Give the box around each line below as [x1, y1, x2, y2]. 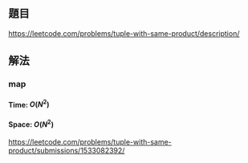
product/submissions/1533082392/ [8, 146, 125, 156]
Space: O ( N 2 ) [8, 118, 55, 129]
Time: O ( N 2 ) [8, 98, 50, 109]
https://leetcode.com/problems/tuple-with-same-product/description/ [8, 28, 240, 38]
